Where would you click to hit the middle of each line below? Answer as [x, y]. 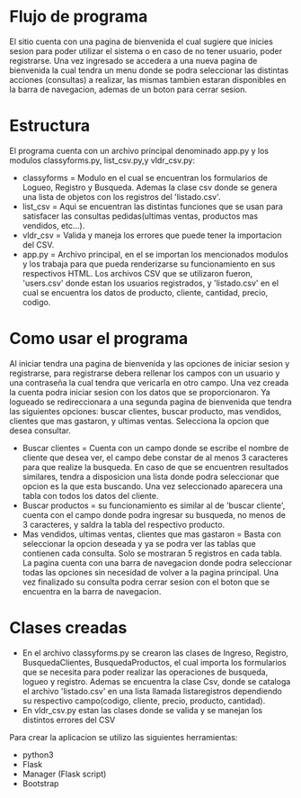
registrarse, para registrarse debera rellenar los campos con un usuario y [145, 373]
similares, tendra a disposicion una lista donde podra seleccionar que [151, 476]
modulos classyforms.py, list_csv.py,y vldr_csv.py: [102, 160]
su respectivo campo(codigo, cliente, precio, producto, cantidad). [144, 701]
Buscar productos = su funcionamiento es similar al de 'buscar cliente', [154, 505]
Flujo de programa [79, 17]
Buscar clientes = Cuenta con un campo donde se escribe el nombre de [155, 448]
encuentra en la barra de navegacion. [92, 591]
